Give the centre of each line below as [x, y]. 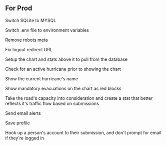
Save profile [17, 123]
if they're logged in [24, 138]
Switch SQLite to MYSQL [31, 20]
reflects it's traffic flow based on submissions [52, 103]
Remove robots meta [27, 40]
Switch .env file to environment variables [47, 30]
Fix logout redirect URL [29, 49]
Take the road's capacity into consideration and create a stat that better [79, 98]
